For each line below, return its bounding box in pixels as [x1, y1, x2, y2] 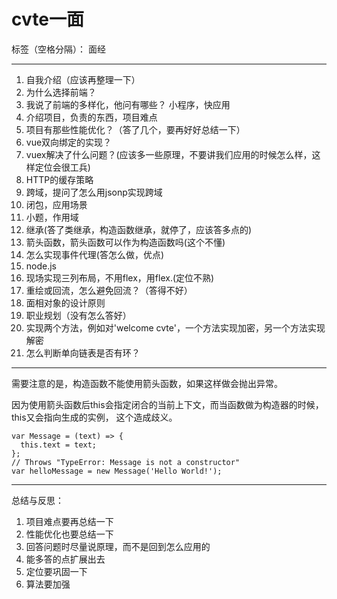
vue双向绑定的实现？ [25, 136, 113, 148]
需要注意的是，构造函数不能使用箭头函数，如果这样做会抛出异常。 [11, 377, 283, 389]
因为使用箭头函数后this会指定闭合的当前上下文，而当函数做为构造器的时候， [11, 398, 324, 410]
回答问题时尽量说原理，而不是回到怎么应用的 [25, 540, 211, 552]
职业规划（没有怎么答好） [25, 309, 132, 321]
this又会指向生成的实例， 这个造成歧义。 [11, 411, 178, 423]
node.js [25, 260, 58, 272]
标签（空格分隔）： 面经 [11, 43, 106, 55]
